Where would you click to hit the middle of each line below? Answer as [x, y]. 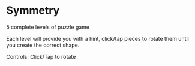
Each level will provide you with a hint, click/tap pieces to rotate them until [97, 38]
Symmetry [33, 10]
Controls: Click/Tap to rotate [41, 56]
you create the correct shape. [43, 45]
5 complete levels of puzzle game [48, 27]
